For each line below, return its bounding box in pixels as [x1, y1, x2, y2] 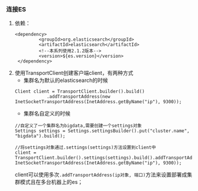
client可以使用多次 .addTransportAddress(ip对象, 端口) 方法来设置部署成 [14, 171, 187, 178]
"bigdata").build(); [14, 133, 66, 139]
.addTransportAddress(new [46, 94, 111, 100]
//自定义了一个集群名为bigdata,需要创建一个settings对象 [14, 123, 142, 129]
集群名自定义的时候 [23, 110, 71, 117]
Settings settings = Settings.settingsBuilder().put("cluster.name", [14, 128, 190, 134]
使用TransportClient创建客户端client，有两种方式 [14, 70, 134, 77]
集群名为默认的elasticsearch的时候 [23, 77, 108, 84]
